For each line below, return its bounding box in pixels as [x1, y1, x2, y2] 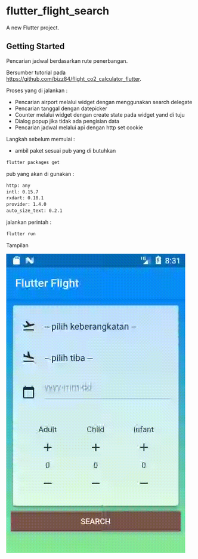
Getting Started [6, 41, 65, 51]
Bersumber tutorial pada [6, 69, 66, 76]
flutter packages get [6, 159, 60, 165]
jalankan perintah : [6, 218, 52, 226]
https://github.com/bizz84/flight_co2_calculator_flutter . [6, 75, 142, 82]
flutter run [6, 231, 36, 237]
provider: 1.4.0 [6, 202, 47, 208]
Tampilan [6, 241, 29, 249]
